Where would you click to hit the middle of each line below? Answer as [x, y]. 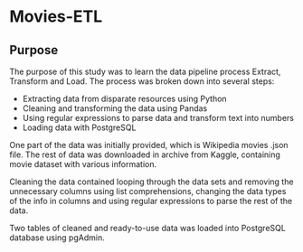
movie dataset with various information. [83, 164]
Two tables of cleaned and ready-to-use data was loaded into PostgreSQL [148, 228]
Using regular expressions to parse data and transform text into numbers [158, 118]
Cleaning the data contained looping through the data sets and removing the [151, 182]
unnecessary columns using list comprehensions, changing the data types [148, 191]
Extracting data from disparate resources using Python [125, 98]
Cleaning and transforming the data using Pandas [115, 108]
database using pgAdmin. [57, 238]
